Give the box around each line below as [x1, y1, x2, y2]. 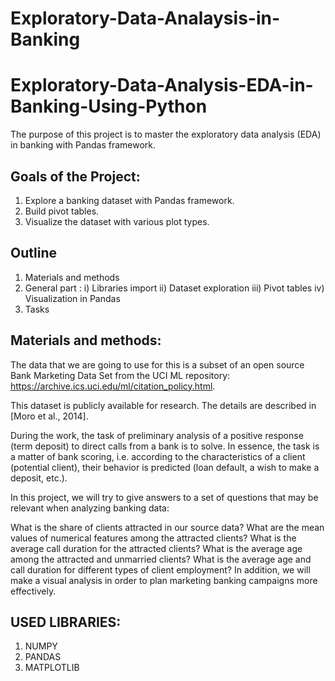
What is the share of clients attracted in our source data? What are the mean [10, 521, 325, 533]
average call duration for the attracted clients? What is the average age [10, 542, 303, 554]
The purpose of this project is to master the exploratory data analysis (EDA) [10, 128, 322, 141]
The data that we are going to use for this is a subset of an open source [10, 358, 305, 371]
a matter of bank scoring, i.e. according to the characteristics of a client [10, 450, 306, 462]
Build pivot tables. [24, 205, 100, 217]
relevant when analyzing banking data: [10, 502, 170, 514]
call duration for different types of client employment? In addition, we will [10, 563, 311, 576]
